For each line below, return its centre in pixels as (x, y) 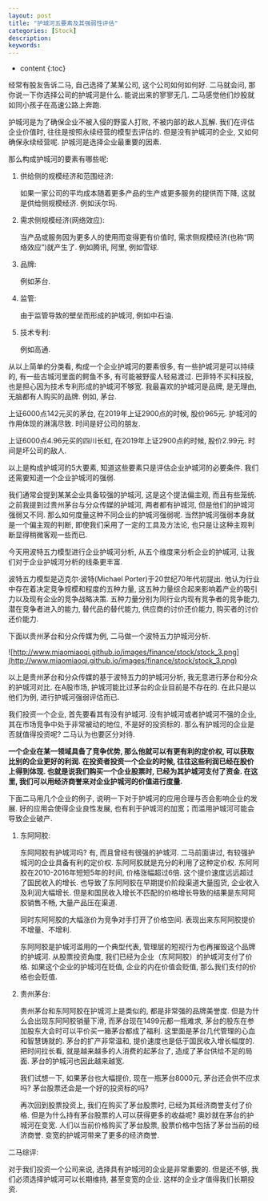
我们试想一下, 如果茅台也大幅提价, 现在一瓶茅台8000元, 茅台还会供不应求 (140, 1078)
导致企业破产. (31, 819)
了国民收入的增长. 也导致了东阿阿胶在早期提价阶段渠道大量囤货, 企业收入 (140, 883)
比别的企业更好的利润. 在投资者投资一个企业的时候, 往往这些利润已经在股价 (131, 762)
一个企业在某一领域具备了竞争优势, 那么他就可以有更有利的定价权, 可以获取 (131, 751)
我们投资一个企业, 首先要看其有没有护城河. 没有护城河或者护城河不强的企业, (132, 714)
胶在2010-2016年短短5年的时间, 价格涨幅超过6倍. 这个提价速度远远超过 (137, 873)
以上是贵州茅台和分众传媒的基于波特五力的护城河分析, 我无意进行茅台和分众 (133, 677)
